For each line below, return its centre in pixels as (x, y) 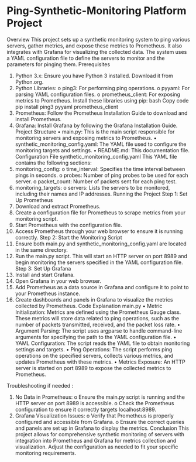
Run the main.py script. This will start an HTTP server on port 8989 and (101, 256)
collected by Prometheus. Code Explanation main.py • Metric (89, 306)
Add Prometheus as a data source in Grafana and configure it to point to (102, 287)
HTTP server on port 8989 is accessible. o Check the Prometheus (94, 403)
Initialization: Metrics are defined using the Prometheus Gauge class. (98, 312)
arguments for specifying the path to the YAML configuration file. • (96, 337)
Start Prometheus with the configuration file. (68, 225)
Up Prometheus (34, 200)
